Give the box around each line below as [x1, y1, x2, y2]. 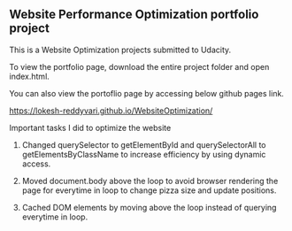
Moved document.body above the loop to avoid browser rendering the [21, 175, 279, 186]
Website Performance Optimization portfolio [9, 7, 259, 22]
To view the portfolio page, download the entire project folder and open [9, 61, 270, 72]
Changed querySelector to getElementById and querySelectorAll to [21, 139, 266, 150]
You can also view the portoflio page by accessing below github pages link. [9, 88, 285, 98]
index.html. [9, 71, 50, 81]
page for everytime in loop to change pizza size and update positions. [21, 185, 277, 196]
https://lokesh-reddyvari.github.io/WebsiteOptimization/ [9, 105, 213, 116]
